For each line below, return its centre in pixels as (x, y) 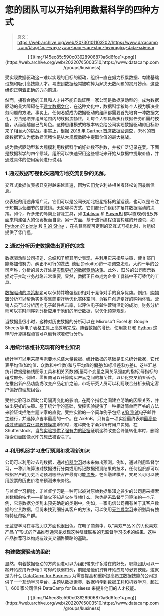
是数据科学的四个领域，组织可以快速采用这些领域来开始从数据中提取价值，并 (82, 153)
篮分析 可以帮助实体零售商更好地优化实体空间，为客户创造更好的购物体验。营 (82, 299)
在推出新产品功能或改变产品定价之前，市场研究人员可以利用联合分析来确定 (80, 383)
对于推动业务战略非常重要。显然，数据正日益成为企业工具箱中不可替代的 (82, 276)
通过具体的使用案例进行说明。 (35, 159)
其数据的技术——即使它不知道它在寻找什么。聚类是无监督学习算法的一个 (78, 497)
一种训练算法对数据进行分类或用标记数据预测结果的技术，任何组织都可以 (86, 469)
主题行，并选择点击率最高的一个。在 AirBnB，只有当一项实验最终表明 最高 (79, 418)
